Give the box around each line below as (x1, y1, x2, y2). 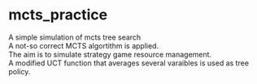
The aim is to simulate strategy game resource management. (8, 49, 212, 59)
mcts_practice (8, 6, 108, 24)
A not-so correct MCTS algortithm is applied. (8, 40, 159, 50)
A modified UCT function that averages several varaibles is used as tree (8, 58, 250, 68)
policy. (8, 66, 31, 76)
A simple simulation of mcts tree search (8, 32, 142, 42)
